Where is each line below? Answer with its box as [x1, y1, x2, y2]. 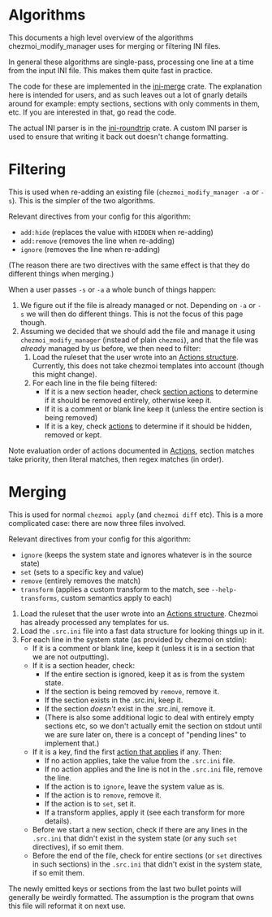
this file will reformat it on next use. [8, 901, 126, 910]
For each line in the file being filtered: [32, 378, 158, 388]
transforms [19, 594, 58, 602]
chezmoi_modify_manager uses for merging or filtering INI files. [8, 41, 221, 50]
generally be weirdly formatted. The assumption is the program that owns [8, 892, 254, 902]
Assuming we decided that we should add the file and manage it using [19, 326, 256, 336]
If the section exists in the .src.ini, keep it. [44, 695, 183, 705]
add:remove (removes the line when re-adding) [19, 236, 175, 246]
